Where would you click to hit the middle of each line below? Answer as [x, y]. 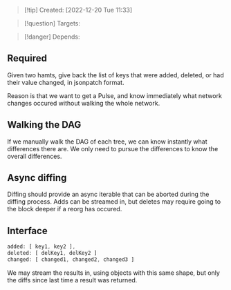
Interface [27, 231]
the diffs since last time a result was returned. [72, 280]
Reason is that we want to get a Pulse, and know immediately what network [115, 95]
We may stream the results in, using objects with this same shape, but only [113, 273]
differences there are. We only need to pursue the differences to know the [113, 148]
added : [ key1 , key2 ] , [41, 247]
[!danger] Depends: [52, 37]
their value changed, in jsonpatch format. [66, 82]
